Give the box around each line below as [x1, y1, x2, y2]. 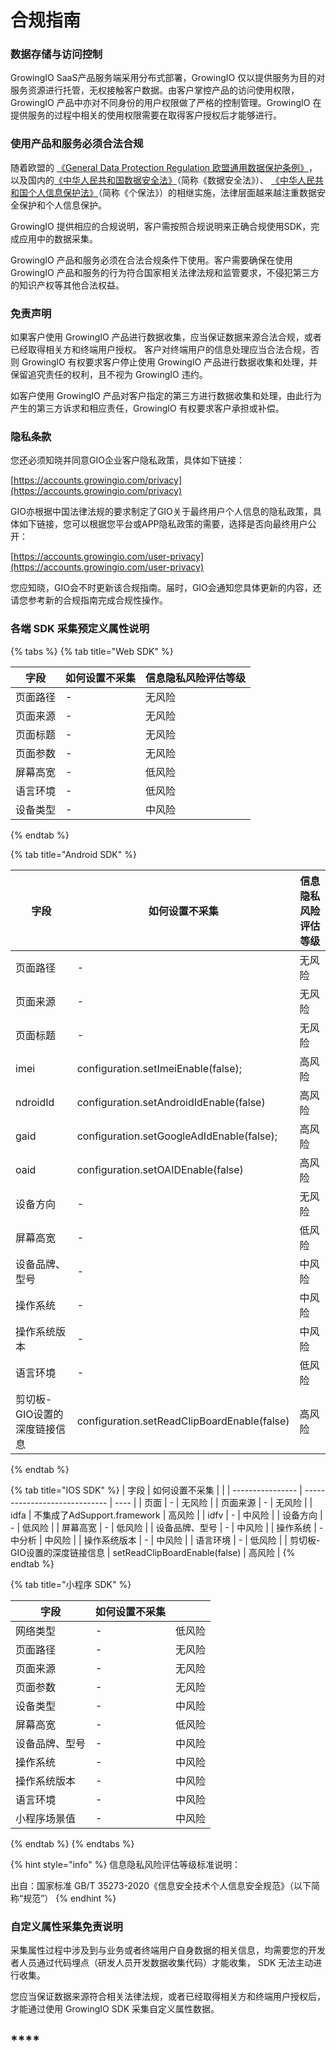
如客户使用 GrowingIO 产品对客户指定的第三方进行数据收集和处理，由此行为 [10, 390, 322, 402]
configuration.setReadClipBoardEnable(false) [76, 1414, 290, 1428]
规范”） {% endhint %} [23, 1892, 117, 1904]
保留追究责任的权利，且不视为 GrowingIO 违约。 [10, 369, 208, 381]
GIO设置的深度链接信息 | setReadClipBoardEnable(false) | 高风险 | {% [10, 1546, 296, 1558]
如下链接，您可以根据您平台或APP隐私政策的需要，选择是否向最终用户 [18, 518, 308, 530]
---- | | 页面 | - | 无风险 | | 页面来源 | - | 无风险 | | [114, 1496, 313, 1508]
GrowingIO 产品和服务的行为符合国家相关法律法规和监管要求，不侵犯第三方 [10, 266, 320, 278]
